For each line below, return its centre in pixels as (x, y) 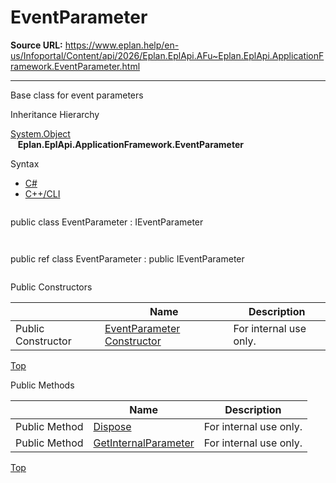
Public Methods (42, 385)
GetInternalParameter (144, 443)
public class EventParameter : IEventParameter (107, 222)
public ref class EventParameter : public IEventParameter (127, 258)
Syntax (25, 163)
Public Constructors (51, 287)
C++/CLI (42, 193)
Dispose (112, 426)
